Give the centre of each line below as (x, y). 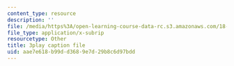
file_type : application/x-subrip (56, 33)
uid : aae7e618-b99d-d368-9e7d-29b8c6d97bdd (71, 52)
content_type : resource (42, 13)
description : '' (31, 20)
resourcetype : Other (37, 39)
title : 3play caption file (46, 45)
